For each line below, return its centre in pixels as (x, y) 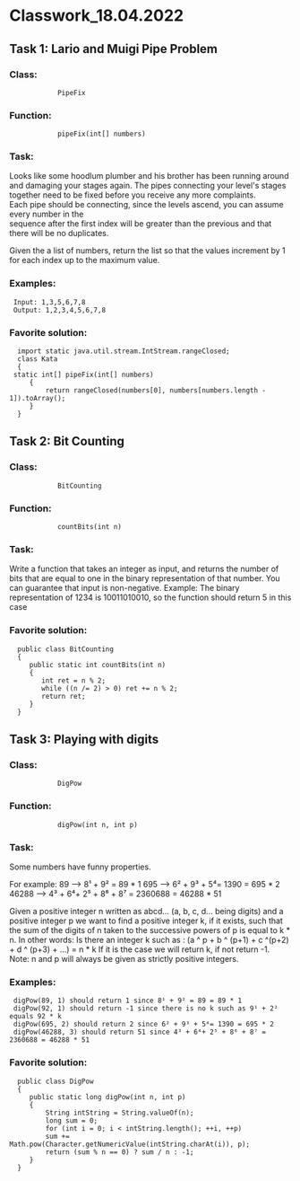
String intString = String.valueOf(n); (120, 1113)
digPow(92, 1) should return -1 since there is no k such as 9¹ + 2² (146, 1009)
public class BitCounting (66, 649)
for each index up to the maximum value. (85, 260)
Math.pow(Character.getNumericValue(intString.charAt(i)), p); (130, 1144)
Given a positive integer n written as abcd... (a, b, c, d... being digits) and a (146, 911)
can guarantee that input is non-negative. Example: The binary (124, 588)
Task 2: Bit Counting (67, 441)
